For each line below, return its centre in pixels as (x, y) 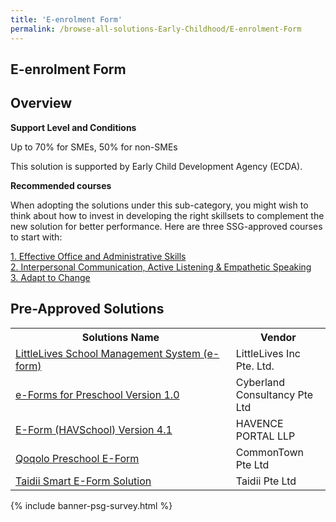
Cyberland (260, 382)
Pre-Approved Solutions (87, 309)
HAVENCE (259, 423)
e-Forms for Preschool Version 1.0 (97, 394)
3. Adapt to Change (50, 277)
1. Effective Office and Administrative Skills (98, 256)
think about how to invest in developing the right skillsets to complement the (167, 215)
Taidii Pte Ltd (266, 481)
